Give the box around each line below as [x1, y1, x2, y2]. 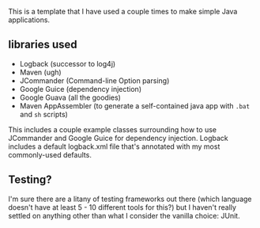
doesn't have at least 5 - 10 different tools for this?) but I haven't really [8, 202, 237, 212]
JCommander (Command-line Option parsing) [19, 75, 170, 85]
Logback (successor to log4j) [19, 59, 116, 68]
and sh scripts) [19, 109, 69, 119]
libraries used [8, 38, 77, 51]
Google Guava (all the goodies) [19, 93, 121, 102]
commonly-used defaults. [8, 150, 92, 159]
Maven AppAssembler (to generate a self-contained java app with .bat [19, 101, 251, 110]
